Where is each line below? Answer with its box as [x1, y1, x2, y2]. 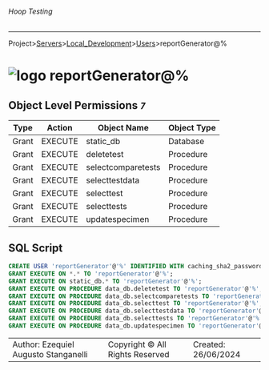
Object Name [97, 123, 150, 134]
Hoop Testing [8, 6, 53, 16]
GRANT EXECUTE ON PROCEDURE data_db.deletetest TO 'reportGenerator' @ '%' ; [8, 284, 263, 292]
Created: [193, 339, 226, 350]
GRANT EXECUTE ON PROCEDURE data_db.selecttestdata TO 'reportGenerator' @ [8, 307, 263, 316]
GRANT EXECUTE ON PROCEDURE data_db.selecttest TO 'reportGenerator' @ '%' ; [8, 300, 263, 308]
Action [46, 123, 73, 134]
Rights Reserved [107, 348, 170, 360]
